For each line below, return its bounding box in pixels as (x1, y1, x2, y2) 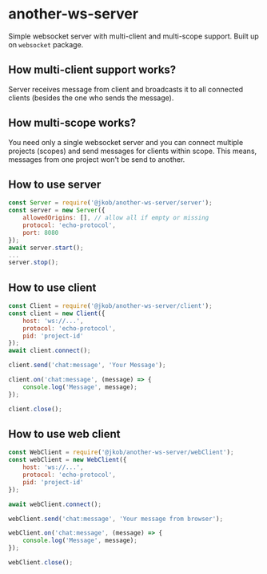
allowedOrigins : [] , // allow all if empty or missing (22, 214, 209, 222)
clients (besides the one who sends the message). (8, 93, 174, 103)
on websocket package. (8, 39, 84, 49)
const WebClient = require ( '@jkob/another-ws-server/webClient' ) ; (8, 448, 234, 457)
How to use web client (8, 426, 122, 441)
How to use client (8, 281, 97, 294)
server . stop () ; (8, 258, 59, 267)
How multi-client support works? (8, 63, 177, 77)
